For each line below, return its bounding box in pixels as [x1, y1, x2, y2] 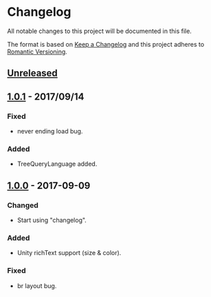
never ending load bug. [16, 127, 83, 135]
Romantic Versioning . [7, 47, 67, 56]
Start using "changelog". [16, 216, 87, 224]
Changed [7, 200, 39, 210]
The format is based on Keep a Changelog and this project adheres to [7, 40, 205, 48]
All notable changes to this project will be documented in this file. [7, 27, 192, 35]
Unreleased [7, 67, 58, 79]
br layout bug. [16, 281, 57, 289]
